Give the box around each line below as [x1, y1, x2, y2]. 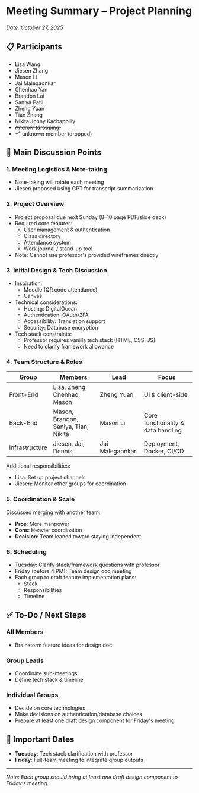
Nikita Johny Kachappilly [14, 117, 76, 124]
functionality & [144, 419, 185, 427]
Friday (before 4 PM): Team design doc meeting [14, 567, 132, 575]
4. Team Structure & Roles [6, 358, 83, 366]
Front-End [9, 391, 38, 399]
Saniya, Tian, [53, 422, 89, 431]
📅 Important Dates [6, 734, 75, 744]
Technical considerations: [14, 299, 78, 306]
